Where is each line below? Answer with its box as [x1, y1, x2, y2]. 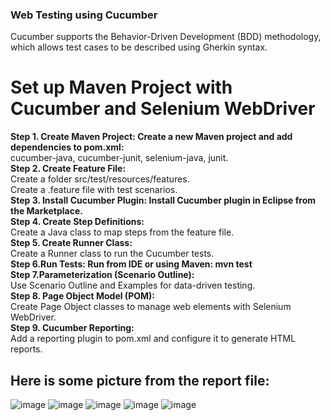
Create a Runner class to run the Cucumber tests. [10, 248, 215, 260]
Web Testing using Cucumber [10, 8, 158, 22]
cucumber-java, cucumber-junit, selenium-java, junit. [10, 152, 229, 164]
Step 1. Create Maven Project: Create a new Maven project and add [10, 131, 293, 143]
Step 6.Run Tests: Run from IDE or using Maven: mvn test [10, 258, 253, 270]
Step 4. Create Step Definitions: [10, 216, 145, 228]
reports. [10, 343, 43, 355]
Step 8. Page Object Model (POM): [10, 290, 155, 302]
